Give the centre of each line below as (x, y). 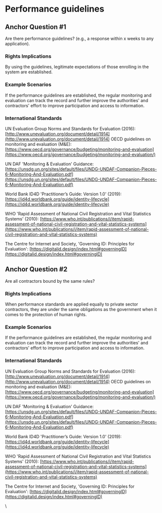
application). (17, 44)
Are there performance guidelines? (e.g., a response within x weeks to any (79, 38)
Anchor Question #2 (36, 269)
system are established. (29, 72)
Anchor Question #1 (36, 27)
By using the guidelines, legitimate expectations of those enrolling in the (77, 67)
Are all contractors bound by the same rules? (50, 281)
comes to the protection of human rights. (46, 315)
